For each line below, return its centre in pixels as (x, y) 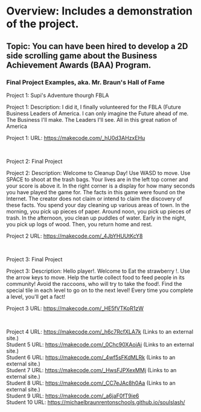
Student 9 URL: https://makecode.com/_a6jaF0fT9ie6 (73, 396)
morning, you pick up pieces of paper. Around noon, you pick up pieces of (99, 211)
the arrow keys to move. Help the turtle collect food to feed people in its (96, 277)
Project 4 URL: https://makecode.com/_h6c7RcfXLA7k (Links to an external (100, 331)
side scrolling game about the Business (82, 55)
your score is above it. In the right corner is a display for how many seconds (101, 186)
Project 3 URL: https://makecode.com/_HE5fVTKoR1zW (75, 308)
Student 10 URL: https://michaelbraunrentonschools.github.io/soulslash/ (96, 402)
